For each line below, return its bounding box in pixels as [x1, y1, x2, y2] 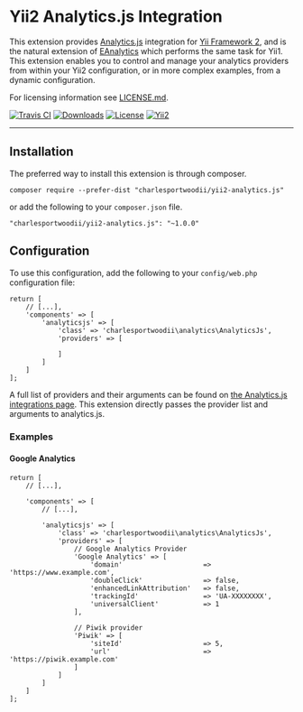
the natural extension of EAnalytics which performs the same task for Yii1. [9, 45, 283, 56]
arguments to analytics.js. [9, 408, 106, 419]
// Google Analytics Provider [73, 544, 188, 553]
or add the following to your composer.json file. [9, 201, 183, 212]
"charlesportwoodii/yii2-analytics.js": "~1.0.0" [9, 218, 200, 227]
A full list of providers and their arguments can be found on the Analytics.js [9, 389, 288, 400]
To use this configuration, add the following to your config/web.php [9, 267, 258, 278]
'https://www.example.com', [9, 568, 115, 577]
